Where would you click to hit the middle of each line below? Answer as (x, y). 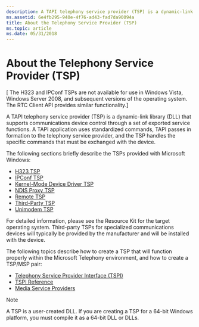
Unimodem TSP (34, 210)
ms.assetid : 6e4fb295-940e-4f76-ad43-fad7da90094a (70, 17)
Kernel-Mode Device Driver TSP (54, 184)
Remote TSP (30, 197)
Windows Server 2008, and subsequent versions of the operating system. (97, 99)
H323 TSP (27, 172)
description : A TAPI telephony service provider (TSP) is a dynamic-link (100, 12)
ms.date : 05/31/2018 (32, 34)
